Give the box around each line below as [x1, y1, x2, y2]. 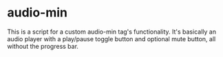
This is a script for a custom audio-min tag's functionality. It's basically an [7, 27, 217, 36]
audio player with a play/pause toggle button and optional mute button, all [7, 34, 216, 43]
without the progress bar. [7, 42, 79, 50]
